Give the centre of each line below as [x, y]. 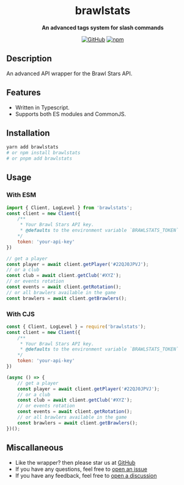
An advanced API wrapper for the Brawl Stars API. [69, 73]
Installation [28, 133]
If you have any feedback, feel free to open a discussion [86, 475]
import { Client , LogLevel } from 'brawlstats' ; [69, 208]
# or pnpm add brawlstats [39, 159]
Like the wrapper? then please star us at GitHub [75, 462]
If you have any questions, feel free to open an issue [81, 469]
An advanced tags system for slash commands [103, 28]
